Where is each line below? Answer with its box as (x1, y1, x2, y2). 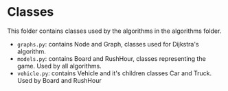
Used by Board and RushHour (16, 76, 102, 84)
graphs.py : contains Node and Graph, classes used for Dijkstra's (16, 40, 199, 48)
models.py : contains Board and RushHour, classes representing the (16, 54, 206, 62)
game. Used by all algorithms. (16, 62, 102, 70)
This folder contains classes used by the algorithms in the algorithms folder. (7, 27, 222, 35)
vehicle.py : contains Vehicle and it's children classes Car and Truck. (16, 69, 212, 77)
